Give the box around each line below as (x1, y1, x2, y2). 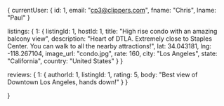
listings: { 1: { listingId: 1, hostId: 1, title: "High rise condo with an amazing (7, 27, 218, 35)
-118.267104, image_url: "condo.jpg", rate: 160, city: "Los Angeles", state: (7, 49, 218, 58)
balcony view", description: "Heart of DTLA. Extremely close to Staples (7, 34, 213, 43)
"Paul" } (7, 13, 30, 22)
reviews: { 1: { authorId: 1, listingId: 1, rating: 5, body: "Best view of (7, 70, 198, 79)
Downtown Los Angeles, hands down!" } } (7, 78, 129, 86)
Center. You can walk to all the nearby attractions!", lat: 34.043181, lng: (7, 42, 212, 50)
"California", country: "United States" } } (7, 57, 124, 65)
